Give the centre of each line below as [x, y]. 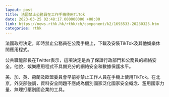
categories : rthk [23, 28]
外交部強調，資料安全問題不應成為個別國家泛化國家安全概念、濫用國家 [87, 83]
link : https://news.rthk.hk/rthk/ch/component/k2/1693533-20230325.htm [82, 24]
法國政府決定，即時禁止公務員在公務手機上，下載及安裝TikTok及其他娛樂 [81, 43]
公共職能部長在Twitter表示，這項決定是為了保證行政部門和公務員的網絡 [79, 60]
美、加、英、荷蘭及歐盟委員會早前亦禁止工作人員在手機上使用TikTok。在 [81, 77]
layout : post [19, 10]
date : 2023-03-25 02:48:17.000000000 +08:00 [53, 19]
